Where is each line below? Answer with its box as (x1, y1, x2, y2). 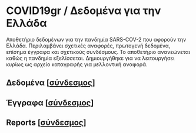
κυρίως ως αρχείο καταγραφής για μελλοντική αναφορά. (6, 60, 148, 68)
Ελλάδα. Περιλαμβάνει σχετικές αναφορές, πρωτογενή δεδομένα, (6, 42, 171, 49)
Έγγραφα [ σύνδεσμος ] (6, 98, 94, 108)
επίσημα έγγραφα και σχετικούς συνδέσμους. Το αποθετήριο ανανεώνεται (6, 48, 190, 55)
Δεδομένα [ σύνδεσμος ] (6, 78, 95, 88)
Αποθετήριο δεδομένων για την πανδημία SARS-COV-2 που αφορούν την (6, 36, 187, 43)
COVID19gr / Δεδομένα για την (6, 4, 161, 18)
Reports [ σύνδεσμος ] (6, 118, 87, 128)
